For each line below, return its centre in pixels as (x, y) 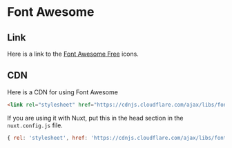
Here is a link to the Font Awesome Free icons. (73, 54)
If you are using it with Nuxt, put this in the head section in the (95, 118)
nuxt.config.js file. (35, 125)
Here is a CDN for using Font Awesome (63, 92)
